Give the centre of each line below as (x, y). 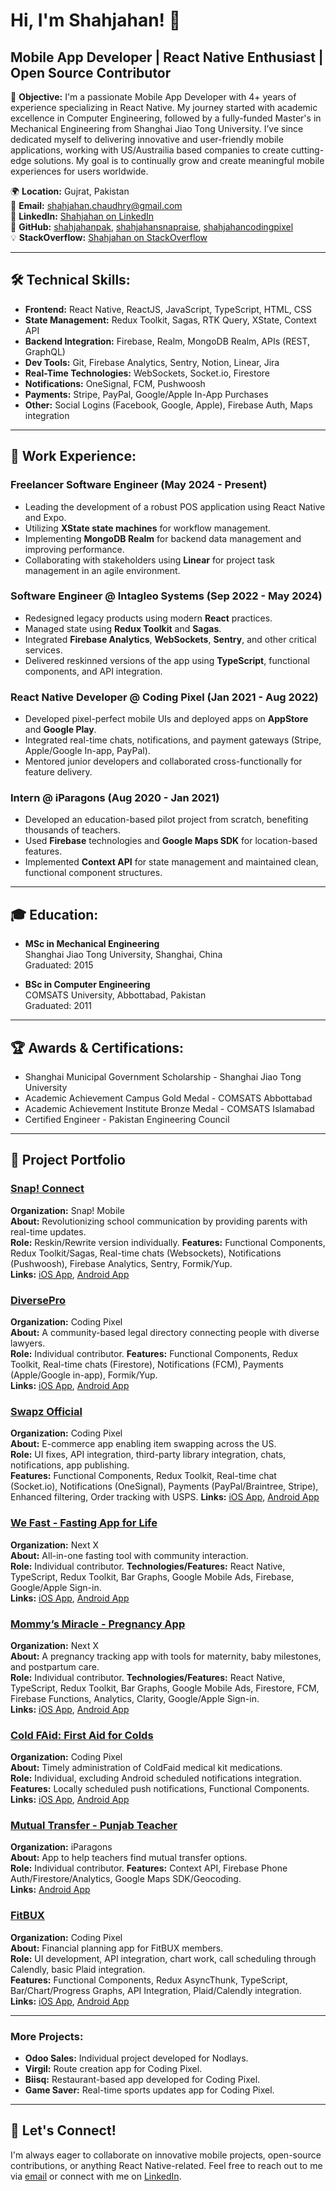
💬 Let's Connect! (63, 2130)
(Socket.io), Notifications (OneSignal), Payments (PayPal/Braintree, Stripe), (164, 1486)
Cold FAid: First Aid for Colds (82, 1735)
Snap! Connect (47, 1189)
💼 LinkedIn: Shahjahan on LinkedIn (82, 216)
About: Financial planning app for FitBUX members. (117, 1948)
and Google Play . (60, 730)
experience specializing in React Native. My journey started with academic (164, 107)
